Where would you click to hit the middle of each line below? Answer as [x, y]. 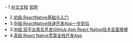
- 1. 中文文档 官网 [21, 7]
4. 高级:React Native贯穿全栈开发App [46, 36]
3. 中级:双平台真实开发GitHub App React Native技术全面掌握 [69, 29]
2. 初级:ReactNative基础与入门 [39, 17]
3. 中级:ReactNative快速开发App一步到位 [49, 23]
